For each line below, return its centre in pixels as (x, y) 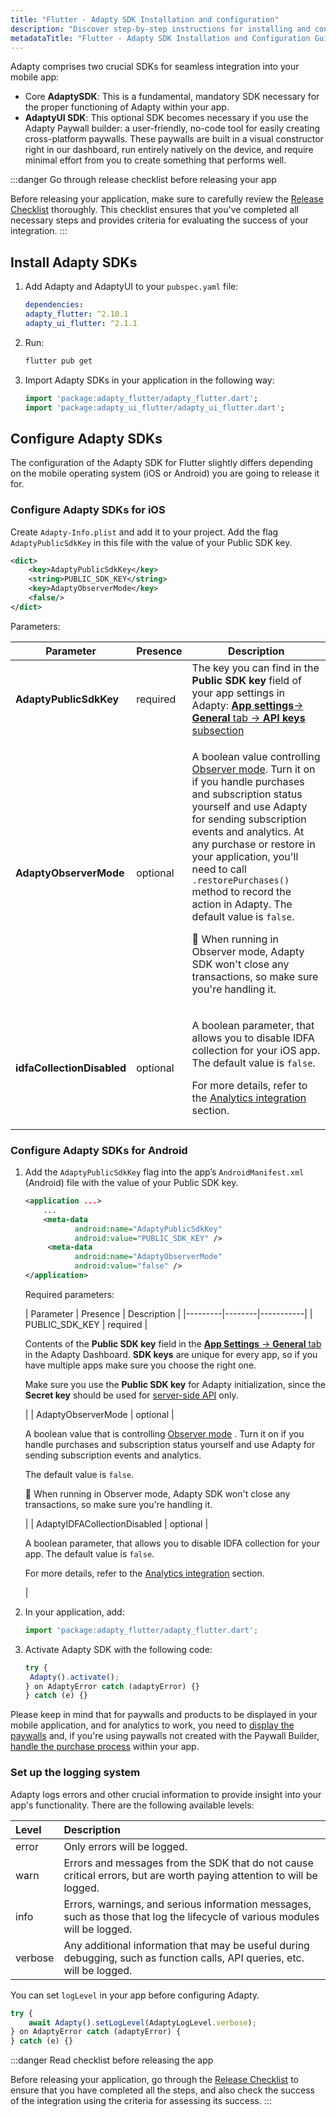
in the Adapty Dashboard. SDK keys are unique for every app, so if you (171, 1354)
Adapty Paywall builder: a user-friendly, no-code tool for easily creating (172, 128)
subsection (218, 730)
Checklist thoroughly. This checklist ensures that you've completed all (154, 210)
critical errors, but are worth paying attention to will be (190, 1875)
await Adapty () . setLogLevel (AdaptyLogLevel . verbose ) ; (142, 2022)
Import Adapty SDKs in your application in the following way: (149, 380)
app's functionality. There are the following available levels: (132, 1805)
